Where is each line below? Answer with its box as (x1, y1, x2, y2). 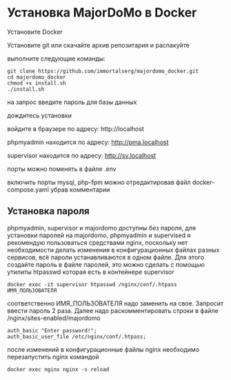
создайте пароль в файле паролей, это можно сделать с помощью (7, 260, 205, 268)
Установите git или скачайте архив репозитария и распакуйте (7, 41, 190, 49)
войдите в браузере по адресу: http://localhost (7, 124, 144, 132)
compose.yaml (7, 185, 50, 194)
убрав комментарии (50, 185, 110, 194)
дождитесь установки (7, 111, 72, 119)
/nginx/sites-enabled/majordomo (7, 314, 101, 322)
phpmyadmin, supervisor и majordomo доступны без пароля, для (7, 223, 197, 232)
